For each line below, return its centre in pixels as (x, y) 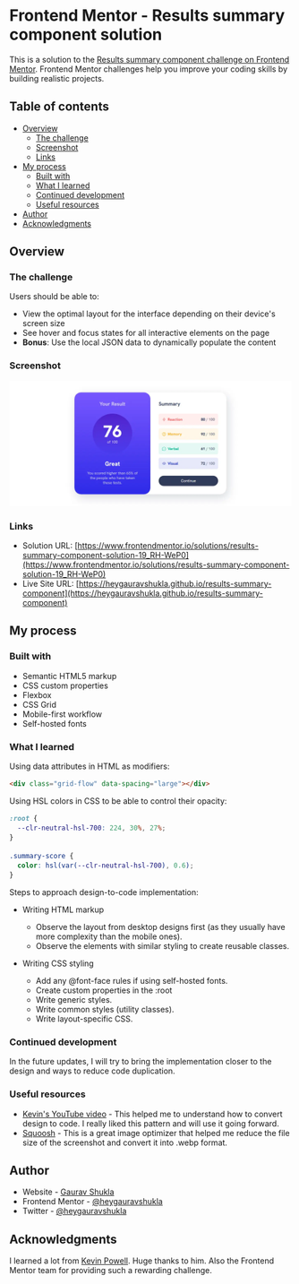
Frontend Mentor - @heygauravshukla (92, 1202)
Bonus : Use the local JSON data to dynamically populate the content (149, 342)
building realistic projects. (57, 78)
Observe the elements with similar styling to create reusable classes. (162, 945)
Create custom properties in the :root (104, 990)
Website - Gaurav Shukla (68, 1192)
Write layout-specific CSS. (84, 1019)
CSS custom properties (65, 685)
